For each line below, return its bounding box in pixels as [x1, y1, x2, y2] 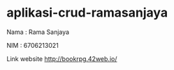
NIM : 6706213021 [6, 41, 59, 49]
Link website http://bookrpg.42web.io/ [6, 54, 117, 63]
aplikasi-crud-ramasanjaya [6, 5, 168, 21]
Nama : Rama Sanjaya [6, 28, 70, 36]
